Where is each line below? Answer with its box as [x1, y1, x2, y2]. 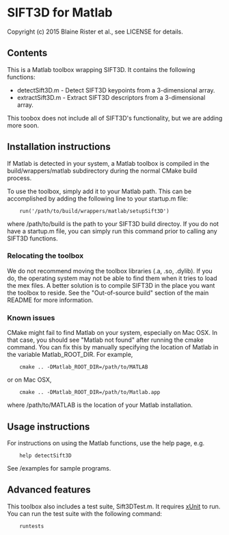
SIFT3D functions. [7, 234, 58, 242]
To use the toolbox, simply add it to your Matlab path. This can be [7, 187, 192, 195]
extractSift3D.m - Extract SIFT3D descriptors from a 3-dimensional [16, 93, 206, 101]
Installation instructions [7, 141, 111, 153]
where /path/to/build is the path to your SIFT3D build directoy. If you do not [7, 219, 219, 227]
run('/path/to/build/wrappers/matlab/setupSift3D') [19, 208, 170, 214]
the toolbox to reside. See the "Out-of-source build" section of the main [7, 288, 209, 297]
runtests [19, 523, 44, 530]
